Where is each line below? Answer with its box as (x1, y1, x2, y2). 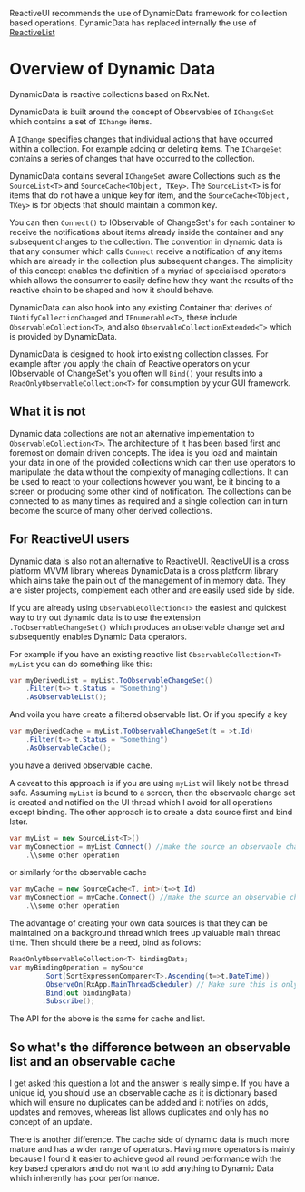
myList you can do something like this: (9, 658, 152, 669)
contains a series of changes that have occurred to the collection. (9, 153, 256, 163)
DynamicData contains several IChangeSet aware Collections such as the (9, 170, 281, 181)
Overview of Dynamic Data (9, 59, 216, 80)
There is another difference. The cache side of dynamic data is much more (9, 1134, 290, 1145)
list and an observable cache (9, 1053, 176, 1069)
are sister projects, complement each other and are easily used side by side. (9, 585, 295, 596)
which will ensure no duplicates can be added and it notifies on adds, (9, 1098, 269, 1108)
